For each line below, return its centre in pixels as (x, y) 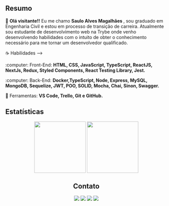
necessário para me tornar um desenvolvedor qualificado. (67, 43)
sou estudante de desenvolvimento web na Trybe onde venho (71, 32)
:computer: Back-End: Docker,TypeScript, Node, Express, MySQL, (76, 80)
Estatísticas (25, 112)
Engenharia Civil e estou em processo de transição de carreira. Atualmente (85, 26)
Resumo (19, 8)
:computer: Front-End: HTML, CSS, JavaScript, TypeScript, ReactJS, (79, 65)
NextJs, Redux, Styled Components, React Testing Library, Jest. (75, 70)
